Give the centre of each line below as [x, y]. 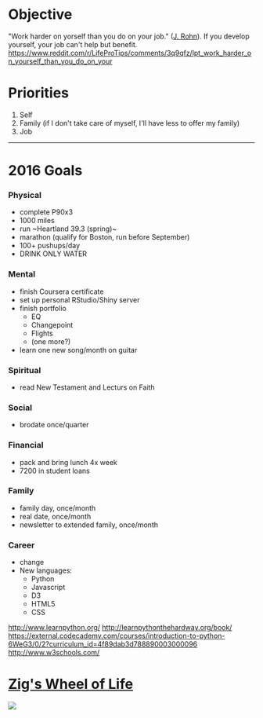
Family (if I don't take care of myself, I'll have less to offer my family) [130, 123]
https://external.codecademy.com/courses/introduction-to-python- [117, 636]
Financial [26, 445]
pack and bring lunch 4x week [68, 462]
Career [22, 545]
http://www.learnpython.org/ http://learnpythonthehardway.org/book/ [120, 628]
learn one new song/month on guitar [78, 350]
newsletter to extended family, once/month [89, 525]
